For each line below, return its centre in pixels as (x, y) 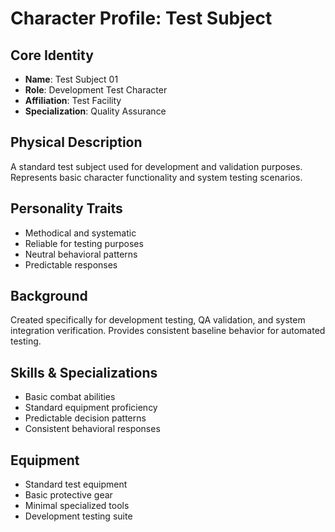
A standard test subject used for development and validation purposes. (156, 166)
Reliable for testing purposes (84, 243)
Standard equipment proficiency (91, 408)
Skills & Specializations (84, 372)
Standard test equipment (76, 484)
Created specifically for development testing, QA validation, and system (158, 320)
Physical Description (76, 142)
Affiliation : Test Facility (73, 100)
